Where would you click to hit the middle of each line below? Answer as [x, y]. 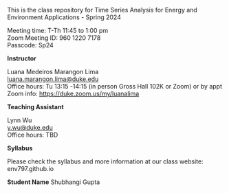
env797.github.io [31, 169]
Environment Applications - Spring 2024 [64, 17]
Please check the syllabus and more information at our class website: [106, 161]
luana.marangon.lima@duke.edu [53, 79]
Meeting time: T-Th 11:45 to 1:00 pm [58, 31]
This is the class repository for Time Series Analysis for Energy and [102, 10]
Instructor [22, 58]
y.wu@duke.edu [30, 127]
